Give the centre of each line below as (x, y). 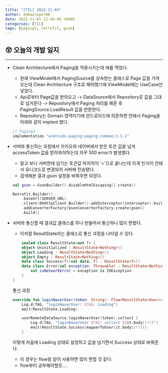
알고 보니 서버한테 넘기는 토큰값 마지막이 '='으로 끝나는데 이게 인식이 (87, 163)
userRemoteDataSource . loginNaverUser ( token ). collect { (80, 318)
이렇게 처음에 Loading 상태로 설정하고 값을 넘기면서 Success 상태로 (79, 342)
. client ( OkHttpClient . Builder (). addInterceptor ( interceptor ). (88, 203)
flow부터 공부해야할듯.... (43, 365)
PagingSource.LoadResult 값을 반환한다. (60, 109)
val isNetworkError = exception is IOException (81, 271)
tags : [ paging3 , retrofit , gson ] (40, 28)
